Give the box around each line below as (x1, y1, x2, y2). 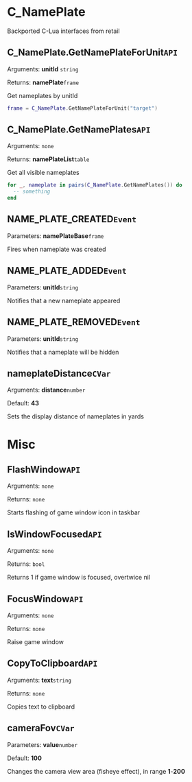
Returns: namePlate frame (7, 78, 80, 86)
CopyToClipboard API (7, 658, 98, 670)
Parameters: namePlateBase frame (7, 231, 104, 240)
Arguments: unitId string (7, 64, 79, 73)
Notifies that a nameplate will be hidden (7, 348, 119, 356)
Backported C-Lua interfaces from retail (7, 27, 120, 35)
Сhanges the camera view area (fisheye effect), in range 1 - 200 (7, 767, 185, 775)
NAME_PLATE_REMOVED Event (7, 316, 141, 328)
